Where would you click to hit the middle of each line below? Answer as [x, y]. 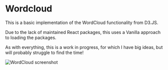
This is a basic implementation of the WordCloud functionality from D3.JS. [82, 22]
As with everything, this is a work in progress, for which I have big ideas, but [84, 47]
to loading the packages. [31, 37]
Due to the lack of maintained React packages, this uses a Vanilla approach [83, 32]
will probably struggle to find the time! [44, 52]
